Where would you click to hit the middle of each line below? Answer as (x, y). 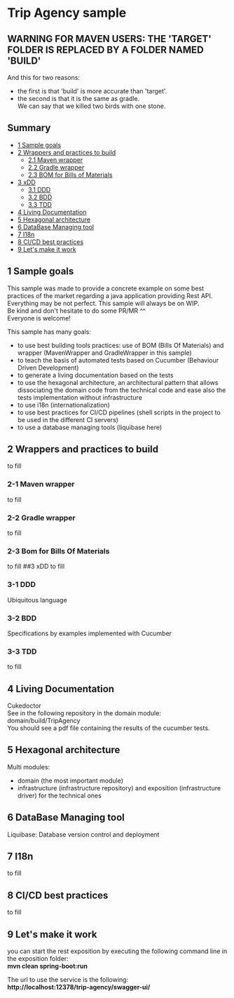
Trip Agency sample (67, 13)
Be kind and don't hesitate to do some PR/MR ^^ (76, 311)
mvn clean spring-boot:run (47, 966)
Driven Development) (48, 367)
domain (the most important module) (70, 781)
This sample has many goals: (49, 332)
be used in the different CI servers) (68, 419)
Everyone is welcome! (39, 318)
